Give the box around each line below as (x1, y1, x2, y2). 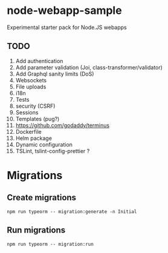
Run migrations (7, 225, 66, 235)
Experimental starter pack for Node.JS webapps (7, 24, 127, 31)
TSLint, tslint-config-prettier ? (15, 147, 90, 154)
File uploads (15, 83, 47, 90)
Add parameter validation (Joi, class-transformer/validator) (15, 64, 163, 71)
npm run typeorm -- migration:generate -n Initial (7, 208, 137, 215)
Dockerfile (15, 128, 42, 135)
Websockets (15, 76, 47, 84)
